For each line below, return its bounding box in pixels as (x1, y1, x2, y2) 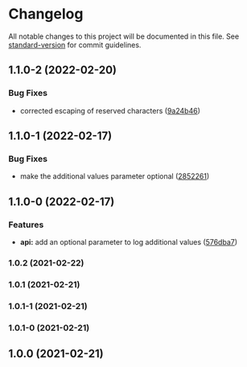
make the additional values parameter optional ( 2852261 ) (19, 171, 210, 181)
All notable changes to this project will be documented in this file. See (8, 31, 240, 41)
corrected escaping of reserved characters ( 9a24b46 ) (19, 105, 201, 115)
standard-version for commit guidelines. (8, 39, 142, 49)
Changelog (8, 5, 84, 23)
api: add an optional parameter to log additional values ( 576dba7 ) (19, 237, 238, 246)
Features (8, 219, 44, 230)
